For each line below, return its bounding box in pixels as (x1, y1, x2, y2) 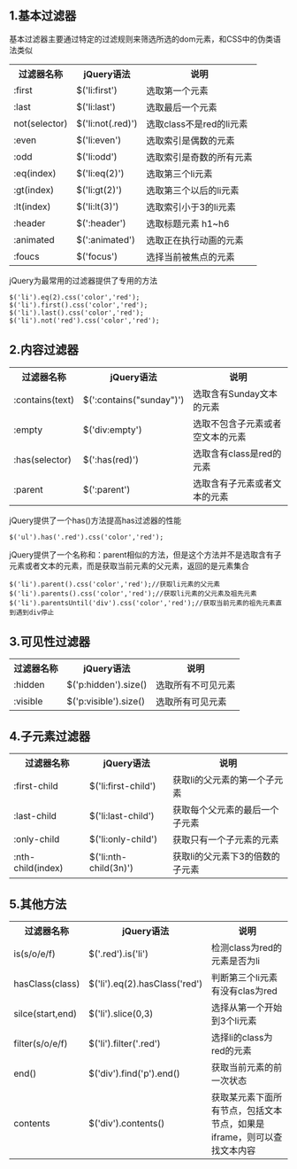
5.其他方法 (9, 896, 67, 911)
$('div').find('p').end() (88, 1067, 180, 1079)
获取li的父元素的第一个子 (171, 774, 275, 786)
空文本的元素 (193, 431, 247, 443)
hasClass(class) (13, 978, 80, 990)
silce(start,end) (13, 1008, 78, 1020)
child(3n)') (89, 862, 134, 875)
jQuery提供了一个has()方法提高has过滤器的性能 (9, 515, 182, 526)
